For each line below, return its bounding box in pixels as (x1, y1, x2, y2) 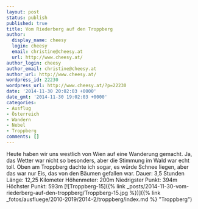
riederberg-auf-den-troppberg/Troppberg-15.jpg (6, 189, 129, 196)
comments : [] (6, 133, 40, 140)
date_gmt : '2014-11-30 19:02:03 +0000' (6, 94, 108, 100)
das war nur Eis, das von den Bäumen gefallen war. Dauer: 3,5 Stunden (6, 169, 185, 177)
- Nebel (6, 122, 26, 129)
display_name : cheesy (12, 37, 67, 43)
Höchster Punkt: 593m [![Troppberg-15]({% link (6, 182, 126, 190)
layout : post (6, 9, 40, 15)
